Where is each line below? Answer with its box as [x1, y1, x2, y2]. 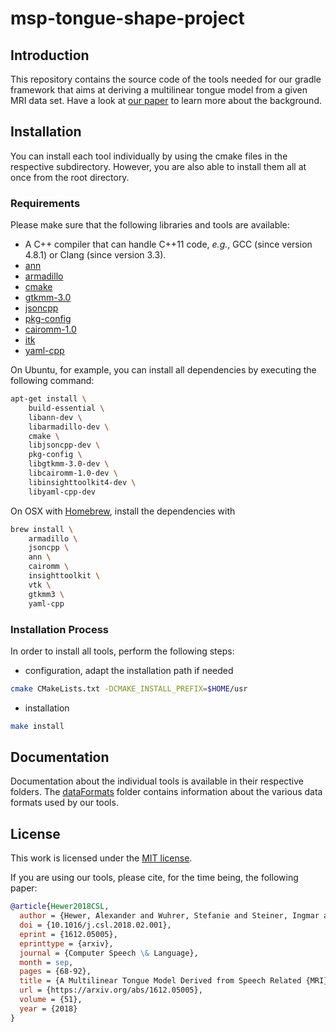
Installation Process [10, 622, 109, 636]
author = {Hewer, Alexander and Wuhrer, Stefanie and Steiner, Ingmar [19, 911, 320, 921]
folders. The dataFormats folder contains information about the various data [10, 786, 323, 798]
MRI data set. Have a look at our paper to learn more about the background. [10, 95, 322, 106]
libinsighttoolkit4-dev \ [28, 477, 137, 487]
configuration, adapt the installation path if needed [24, 664, 234, 676]
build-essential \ [28, 403, 105, 413]
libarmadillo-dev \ [28, 422, 110, 432]
